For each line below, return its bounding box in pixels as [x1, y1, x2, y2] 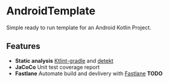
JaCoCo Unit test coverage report [14, 63, 100, 70]
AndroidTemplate [6, 4, 96, 18]
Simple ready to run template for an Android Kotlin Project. [6, 24, 151, 31]
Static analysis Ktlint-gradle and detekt [14, 57, 113, 64]
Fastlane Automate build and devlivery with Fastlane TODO [14, 70, 163, 77]
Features [6, 41, 40, 51]
